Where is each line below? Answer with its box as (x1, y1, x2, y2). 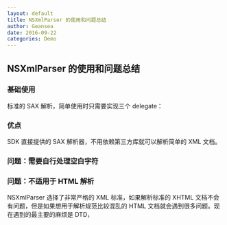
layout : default (7, 10, 53, 17)
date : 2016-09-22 (7, 29, 57, 36)
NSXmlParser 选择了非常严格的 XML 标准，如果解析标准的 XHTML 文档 (7, 193, 208, 202)
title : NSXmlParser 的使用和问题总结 (7, 16, 107, 23)
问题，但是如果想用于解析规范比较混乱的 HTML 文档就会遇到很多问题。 (12, 202, 214, 210)
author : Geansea (7, 23, 53, 29)
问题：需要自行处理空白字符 (7, 156, 99, 166)
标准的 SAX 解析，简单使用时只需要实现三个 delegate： (7, 102, 163, 110)
